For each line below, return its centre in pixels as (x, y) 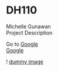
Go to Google (22, 44)
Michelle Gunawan (28, 26)
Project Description (29, 32)
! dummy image (25, 62)
